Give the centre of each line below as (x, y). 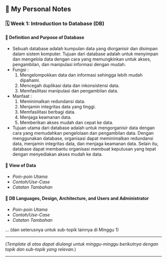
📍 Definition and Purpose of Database (45, 37)
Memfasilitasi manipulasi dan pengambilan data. (69, 90)
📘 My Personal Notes (38, 9)
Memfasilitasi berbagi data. (47, 112)
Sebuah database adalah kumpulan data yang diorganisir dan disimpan (85, 48)
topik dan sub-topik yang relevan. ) (41, 249)
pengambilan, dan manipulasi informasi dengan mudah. (69, 64)
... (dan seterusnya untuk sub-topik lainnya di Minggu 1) (62, 230)
